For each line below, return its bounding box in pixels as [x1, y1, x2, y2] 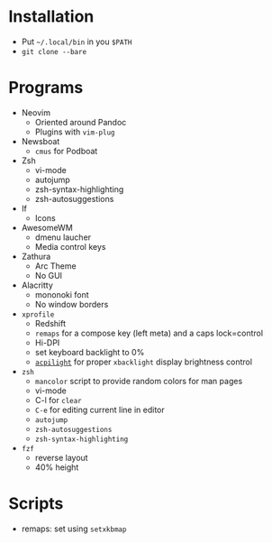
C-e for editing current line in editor [34, 404, 166, 415]
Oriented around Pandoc [34, 116, 127, 127]
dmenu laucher [34, 232, 92, 243]
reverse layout [34, 452, 88, 463]
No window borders [34, 299, 109, 309]
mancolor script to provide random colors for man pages [34, 375, 243, 386]
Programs [8, 78, 84, 98]
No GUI [34, 270, 63, 281]
